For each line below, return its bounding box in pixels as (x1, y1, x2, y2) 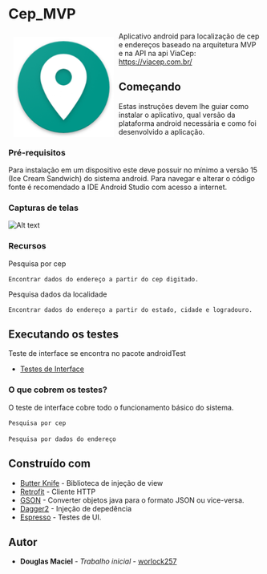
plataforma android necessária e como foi (119, 118, 257, 128)
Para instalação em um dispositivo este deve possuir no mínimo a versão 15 (8, 165, 258, 175)
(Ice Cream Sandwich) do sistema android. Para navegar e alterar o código (8, 174, 255, 184)
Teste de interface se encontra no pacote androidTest (8, 349, 186, 358)
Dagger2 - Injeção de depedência (19, 503, 132, 513)
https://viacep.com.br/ (119, 57, 192, 67)
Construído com (8, 457, 91, 471)
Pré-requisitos (8, 147, 66, 158)
